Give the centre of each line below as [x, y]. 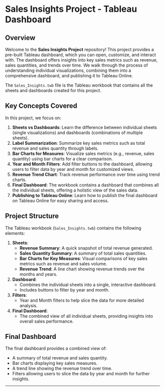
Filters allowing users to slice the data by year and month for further [81, 374]
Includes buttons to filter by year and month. [64, 290]
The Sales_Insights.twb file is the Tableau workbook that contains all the [79, 85]
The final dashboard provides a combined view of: [56, 349]
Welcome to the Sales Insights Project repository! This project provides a [80, 49]
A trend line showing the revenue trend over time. [62, 368]
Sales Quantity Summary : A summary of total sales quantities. [83, 253]
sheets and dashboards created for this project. [53, 90]
